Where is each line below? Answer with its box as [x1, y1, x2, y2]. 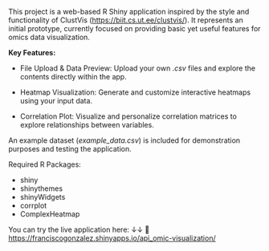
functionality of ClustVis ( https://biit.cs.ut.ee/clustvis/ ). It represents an [8, 15, 243, 25]
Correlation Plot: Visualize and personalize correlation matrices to [19, 111, 237, 121]
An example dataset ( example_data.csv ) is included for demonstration [8, 136, 241, 145]
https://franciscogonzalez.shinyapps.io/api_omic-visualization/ [8, 233, 216, 243]
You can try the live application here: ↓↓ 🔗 [8, 225, 150, 234]
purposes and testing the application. [8, 144, 132, 153]
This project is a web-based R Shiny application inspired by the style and [8, 7, 250, 16]
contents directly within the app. [19, 72, 127, 81]
